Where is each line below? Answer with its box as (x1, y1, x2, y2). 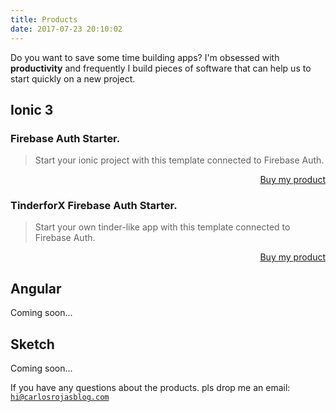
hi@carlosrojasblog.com (10, 392, 110, 403)
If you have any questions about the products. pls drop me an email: (10, 382, 291, 394)
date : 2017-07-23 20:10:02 (10, 24, 123, 34)
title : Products (10, 14, 78, 25)
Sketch (10, 336, 55, 353)
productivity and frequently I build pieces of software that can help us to (10, 62, 312, 74)
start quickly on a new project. (10, 72, 136, 85)
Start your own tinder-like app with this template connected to (34, 221, 291, 233)
